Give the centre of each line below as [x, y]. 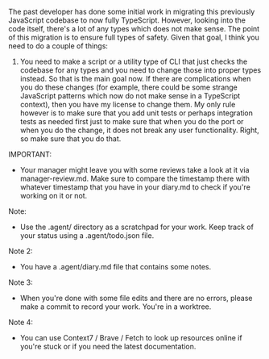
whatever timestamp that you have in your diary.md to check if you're [135, 187]
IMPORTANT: [30, 154]
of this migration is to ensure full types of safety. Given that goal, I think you [134, 37]
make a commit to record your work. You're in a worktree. [116, 307]
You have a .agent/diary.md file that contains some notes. [116, 267]
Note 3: [21, 282]
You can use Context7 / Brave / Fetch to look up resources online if [131, 338]
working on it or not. [54, 196]
